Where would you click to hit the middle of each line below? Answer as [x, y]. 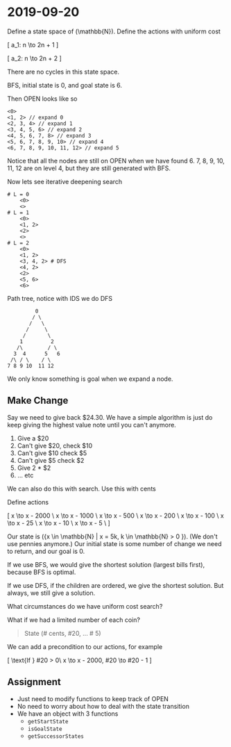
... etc [25, 475]
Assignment [34, 682]
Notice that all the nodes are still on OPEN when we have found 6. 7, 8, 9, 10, [116, 161]
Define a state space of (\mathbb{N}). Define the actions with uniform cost [114, 31]
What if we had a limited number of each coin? [74, 620]
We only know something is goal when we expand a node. [90, 379]
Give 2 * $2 [34, 468]
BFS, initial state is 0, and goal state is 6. [65, 85]
